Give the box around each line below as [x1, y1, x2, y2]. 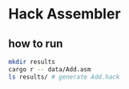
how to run [8, 37, 63, 51]
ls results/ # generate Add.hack [8, 73, 120, 81]
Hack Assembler [8, 5, 122, 23]
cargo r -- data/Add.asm [8, 65, 91, 73]
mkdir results [8, 58, 56, 66]
